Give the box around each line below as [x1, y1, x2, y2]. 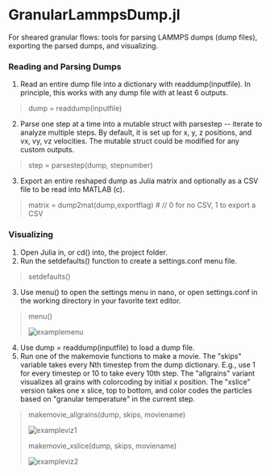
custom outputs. [19, 145, 75, 155]
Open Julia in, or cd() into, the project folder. [19, 247, 168, 257]
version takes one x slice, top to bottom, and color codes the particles [19, 385, 252, 395]
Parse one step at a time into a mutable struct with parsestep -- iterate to [19, 119, 263, 129]
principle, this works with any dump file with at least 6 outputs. [19, 88, 228, 98]
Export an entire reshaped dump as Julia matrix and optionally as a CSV [19, 176, 259, 186]
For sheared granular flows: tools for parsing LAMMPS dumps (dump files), [8, 32, 258, 42]
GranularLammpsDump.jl [8, 6, 181, 24]
